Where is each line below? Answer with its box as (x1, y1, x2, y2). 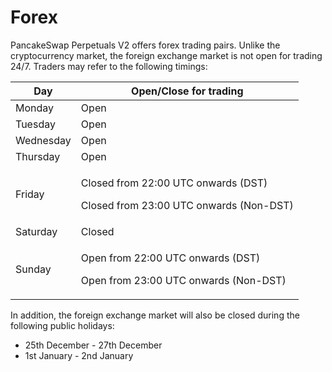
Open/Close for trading (131, 84, 244, 98)
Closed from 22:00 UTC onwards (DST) (80, 176, 268, 190)
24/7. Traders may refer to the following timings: (10, 60, 208, 72)
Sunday (15, 262, 52, 276)
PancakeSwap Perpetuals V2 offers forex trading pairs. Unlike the (10, 39, 281, 51)
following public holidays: (10, 319, 115, 331)
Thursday (15, 149, 61, 163)
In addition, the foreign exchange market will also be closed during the (10, 309, 300, 321)
